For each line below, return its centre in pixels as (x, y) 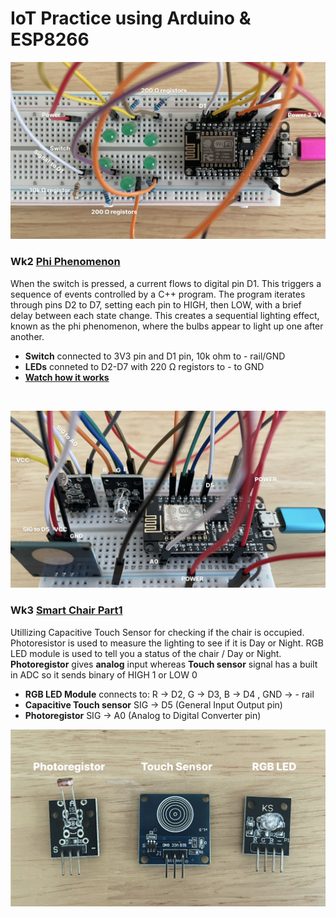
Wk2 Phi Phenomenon (65, 262)
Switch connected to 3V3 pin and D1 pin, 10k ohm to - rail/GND (155, 356)
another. (27, 336)
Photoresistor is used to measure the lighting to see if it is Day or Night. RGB (167, 643)
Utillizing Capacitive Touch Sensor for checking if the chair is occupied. (157, 632)
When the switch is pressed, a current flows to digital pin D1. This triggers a (166, 283)
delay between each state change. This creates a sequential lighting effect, (165, 315)
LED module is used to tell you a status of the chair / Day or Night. (146, 653)
